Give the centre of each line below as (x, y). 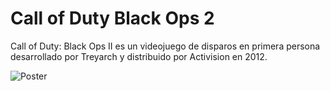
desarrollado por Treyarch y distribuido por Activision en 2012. (139, 56)
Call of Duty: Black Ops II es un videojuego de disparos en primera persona (165, 46)
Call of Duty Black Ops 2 (112, 18)
